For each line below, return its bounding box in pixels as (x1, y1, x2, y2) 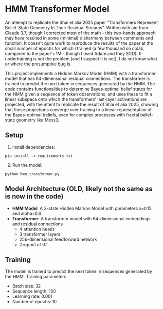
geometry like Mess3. (16, 117, 60, 123)
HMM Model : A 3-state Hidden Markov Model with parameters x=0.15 (12, 205, 152, 211)
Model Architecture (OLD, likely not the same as (5, 185, 153, 193)
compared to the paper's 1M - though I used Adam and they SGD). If (5, 50, 142, 57)
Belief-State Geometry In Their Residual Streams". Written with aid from (5, 24, 148, 30)
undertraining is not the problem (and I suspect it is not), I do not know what (5, 56, 157, 61)
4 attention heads (19, 226, 55, 232)
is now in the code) (5, 193, 64, 201)
